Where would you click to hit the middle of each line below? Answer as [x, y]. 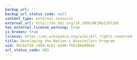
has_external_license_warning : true [42, 28]
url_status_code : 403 [27, 50]
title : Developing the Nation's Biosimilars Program [60, 41]
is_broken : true [22, 32]
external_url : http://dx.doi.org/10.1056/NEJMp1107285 [62, 23]
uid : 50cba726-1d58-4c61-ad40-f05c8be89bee [50, 45]
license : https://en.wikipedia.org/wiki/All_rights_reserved [69, 37]
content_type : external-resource [39, 18]
